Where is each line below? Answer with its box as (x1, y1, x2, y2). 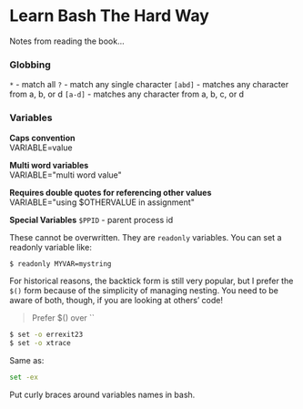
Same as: (9, 355, 45, 366)
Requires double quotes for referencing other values (9, 187, 212, 198)
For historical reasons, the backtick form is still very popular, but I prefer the (9, 275, 294, 287)
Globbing (9, 58, 52, 71)
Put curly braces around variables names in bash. (9, 389, 196, 401)
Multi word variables (9, 159, 89, 170)
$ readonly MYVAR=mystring (9, 259, 112, 269)
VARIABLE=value (9, 142, 73, 153)
